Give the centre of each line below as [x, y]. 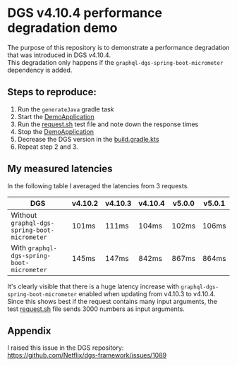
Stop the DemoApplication [55, 131]
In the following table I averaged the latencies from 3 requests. [98, 185]
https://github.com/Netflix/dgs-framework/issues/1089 [87, 355]
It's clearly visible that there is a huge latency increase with [93, 286]
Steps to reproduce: [52, 92]
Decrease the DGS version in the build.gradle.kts [88, 139]
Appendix [29, 330]
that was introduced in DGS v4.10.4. [59, 55]
